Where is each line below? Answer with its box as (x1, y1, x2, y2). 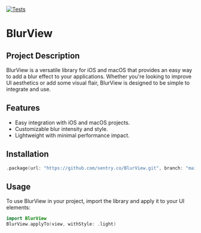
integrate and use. (6, 86, 51, 92)
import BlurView (6, 216, 47, 222)
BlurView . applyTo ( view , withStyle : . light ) (6, 221, 117, 228)
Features (6, 103, 40, 113)
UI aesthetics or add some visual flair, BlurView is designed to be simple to (6, 79, 190, 86)
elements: (6, 204, 31, 211)
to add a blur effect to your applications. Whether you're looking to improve (6, 73, 192, 80)
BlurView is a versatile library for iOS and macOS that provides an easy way (6, 67, 193, 73)
